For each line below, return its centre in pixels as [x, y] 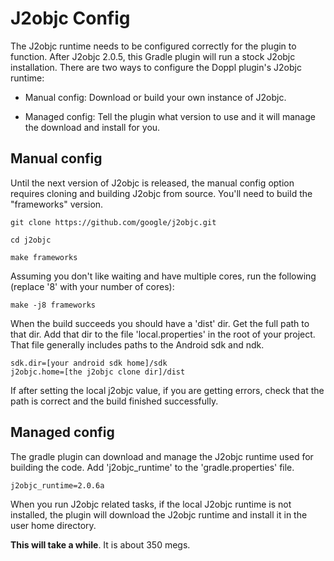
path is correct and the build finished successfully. [114, 401]
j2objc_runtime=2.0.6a [57, 485]
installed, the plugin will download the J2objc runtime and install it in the [159, 514]
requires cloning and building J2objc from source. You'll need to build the [161, 193]
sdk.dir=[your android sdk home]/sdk [89, 363]
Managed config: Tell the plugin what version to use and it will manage [170, 116]
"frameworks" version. [57, 204]
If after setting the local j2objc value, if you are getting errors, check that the [167, 390]
